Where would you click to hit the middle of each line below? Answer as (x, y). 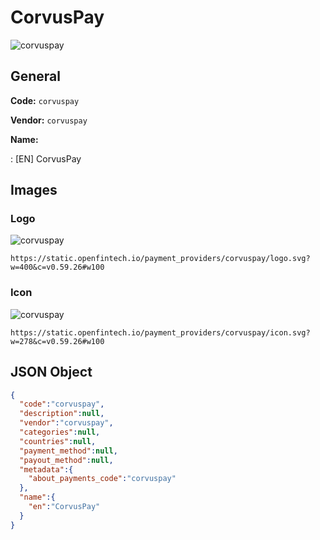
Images (34, 190)
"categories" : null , (60, 432)
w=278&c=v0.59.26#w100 (57, 341)
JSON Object (51, 372)
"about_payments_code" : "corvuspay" (102, 479)
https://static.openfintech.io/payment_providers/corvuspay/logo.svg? (160, 259)
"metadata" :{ (46, 469)
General (36, 76)
